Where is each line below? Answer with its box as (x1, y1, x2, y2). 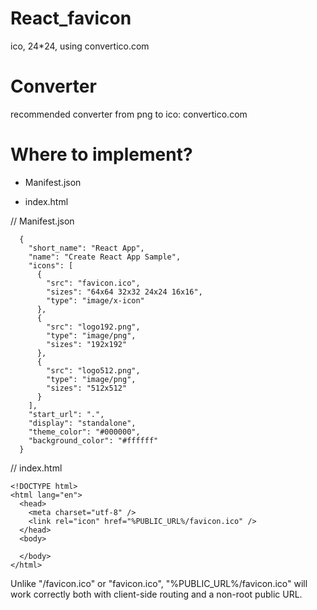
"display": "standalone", (28, 418, 137, 428)
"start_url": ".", (28, 409, 105, 419)
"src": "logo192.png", (46, 322, 141, 332)
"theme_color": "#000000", (28, 427, 141, 437)
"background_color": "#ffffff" (28, 435, 159, 446)
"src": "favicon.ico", (46, 278, 141, 288)
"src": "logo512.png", (46, 365, 141, 376)
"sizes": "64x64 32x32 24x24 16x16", (46, 287, 203, 297)
